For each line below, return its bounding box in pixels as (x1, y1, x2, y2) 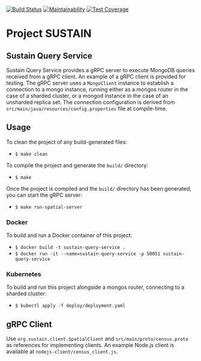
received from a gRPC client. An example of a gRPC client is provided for (6, 73, 186, 80)
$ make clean (14, 151, 48, 157)
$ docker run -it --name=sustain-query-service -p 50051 (14, 251, 161, 257)
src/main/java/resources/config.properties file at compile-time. (6, 105, 167, 112)
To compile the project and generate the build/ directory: (6, 161, 149, 168)
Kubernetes (6, 270, 41, 279)
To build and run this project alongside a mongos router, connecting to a (6, 283, 185, 291)
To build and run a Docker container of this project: (6, 232, 133, 239)
